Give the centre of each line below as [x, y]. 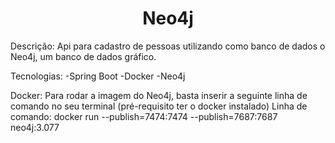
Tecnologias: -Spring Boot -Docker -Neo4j [98, 76]
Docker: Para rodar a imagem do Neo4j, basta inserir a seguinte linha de [159, 95]
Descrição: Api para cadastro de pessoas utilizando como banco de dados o [168, 46]
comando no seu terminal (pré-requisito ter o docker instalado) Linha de [159, 106]
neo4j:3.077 [35, 127]
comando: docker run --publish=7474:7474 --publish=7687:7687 [144, 116]
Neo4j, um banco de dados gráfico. [83, 56]
